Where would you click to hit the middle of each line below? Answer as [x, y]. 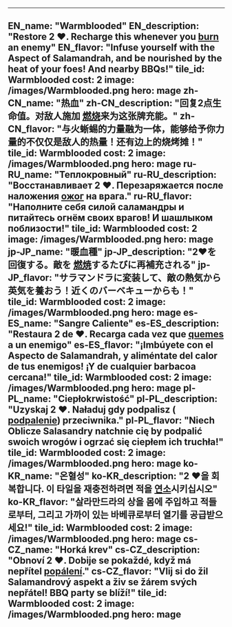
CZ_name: [31, 550]
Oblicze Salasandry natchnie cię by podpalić [105, 431]
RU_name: [30, 175]
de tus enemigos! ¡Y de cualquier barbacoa [102, 367]
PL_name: [30, 399]
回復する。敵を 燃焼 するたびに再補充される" [102, 265]
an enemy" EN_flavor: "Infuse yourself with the [112, 48]
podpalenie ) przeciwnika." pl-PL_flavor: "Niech [112, 420]
